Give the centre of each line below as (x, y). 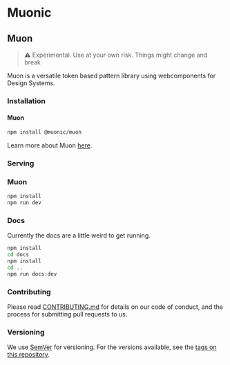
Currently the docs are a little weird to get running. (79, 235)
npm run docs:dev (32, 274)
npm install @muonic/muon (44, 132)
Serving (21, 163)
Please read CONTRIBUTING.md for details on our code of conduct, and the (115, 307)
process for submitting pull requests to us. (67, 314)
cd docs (18, 255)
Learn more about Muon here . (50, 145)
